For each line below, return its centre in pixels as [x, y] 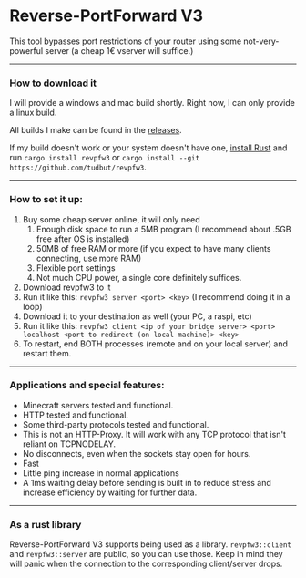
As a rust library [46, 524]
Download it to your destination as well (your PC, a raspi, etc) [137, 316]
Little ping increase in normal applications [101, 473]
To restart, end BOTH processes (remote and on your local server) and [155, 344]
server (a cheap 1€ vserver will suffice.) [119, 50]
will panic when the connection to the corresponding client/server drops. [146, 564]
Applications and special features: [87, 386]
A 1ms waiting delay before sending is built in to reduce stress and [147, 482]
